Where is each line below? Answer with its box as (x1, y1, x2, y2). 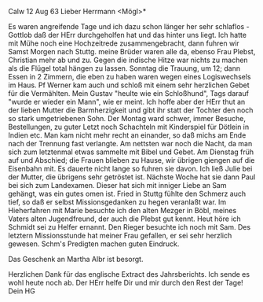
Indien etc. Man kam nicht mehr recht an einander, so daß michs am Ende (8, 131, 247, 140)
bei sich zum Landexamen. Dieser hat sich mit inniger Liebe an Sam (8, 181, 227, 190)
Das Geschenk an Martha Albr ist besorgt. (8, 255, 144, 263)
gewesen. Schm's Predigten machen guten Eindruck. (8, 239, 180, 249)
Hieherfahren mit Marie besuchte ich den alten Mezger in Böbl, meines (8, 206, 237, 215)
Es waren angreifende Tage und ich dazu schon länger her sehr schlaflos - (8, 22, 250, 31)
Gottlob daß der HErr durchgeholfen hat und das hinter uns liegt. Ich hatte (8, 31, 247, 39)
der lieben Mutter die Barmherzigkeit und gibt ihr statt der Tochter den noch (8, 105, 254, 115)
